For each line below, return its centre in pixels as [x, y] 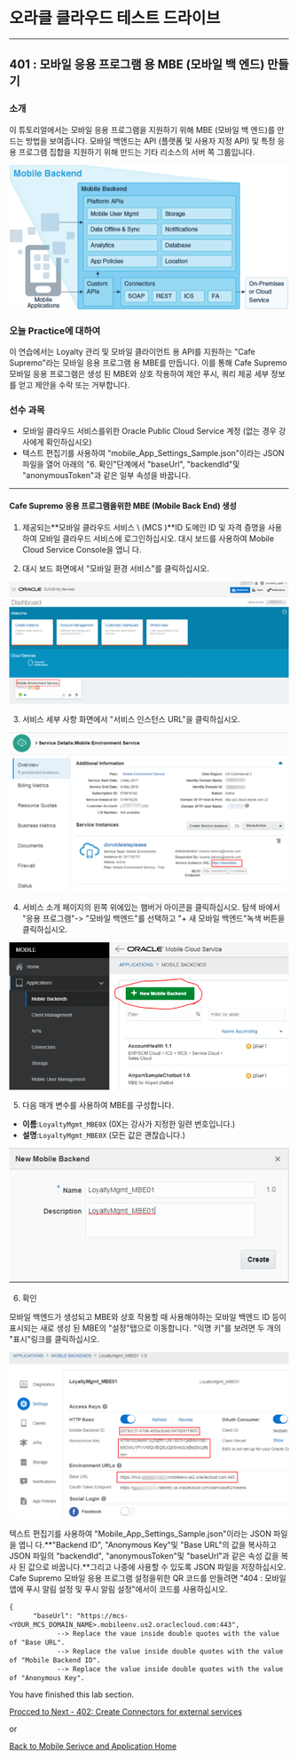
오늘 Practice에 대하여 [55, 331]
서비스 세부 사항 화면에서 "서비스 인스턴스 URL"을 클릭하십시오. [131, 719]
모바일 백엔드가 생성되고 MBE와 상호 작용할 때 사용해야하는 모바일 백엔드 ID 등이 [148, 1317]
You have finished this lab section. [72, 1694]
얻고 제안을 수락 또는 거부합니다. [74, 385]
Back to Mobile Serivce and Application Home [93, 1746]
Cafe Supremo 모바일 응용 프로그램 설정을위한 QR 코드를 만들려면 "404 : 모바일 [148, 1578]
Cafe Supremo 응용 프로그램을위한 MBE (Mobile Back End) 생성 [123, 506]
